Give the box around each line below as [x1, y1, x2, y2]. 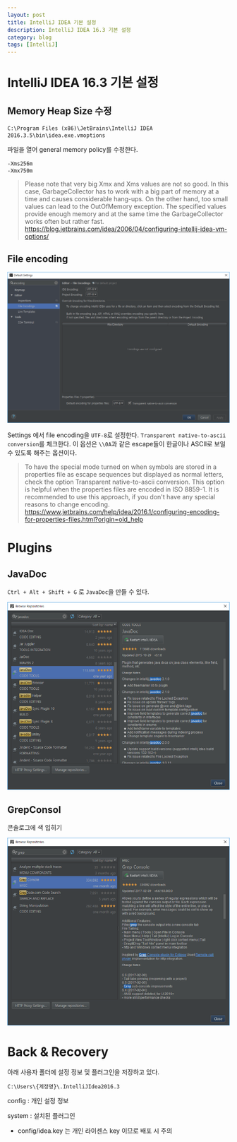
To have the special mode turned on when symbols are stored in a [24, 463, 217, 471]
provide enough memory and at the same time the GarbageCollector [24, 210, 224, 218]
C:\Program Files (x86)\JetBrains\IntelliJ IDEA [7, 125, 153, 132]
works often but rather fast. [24, 218, 104, 226]
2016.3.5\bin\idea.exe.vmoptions [7, 132, 106, 139]
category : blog [7, 34, 52, 41]
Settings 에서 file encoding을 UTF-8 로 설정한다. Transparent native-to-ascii [7, 431, 226, 439]
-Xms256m [7, 160, 33, 167]
